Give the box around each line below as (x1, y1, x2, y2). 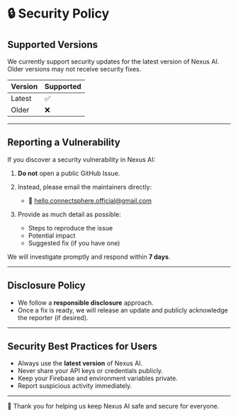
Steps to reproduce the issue (28, 223, 113, 232)
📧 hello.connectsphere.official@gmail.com (28, 196, 152, 205)
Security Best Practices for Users (7, 341, 158, 353)
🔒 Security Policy (7, 6, 110, 22)
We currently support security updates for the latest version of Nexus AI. (7, 57, 220, 66)
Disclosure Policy (7, 280, 86, 292)
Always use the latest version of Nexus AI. (17, 359, 143, 368)
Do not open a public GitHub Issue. (17, 169, 120, 177)
